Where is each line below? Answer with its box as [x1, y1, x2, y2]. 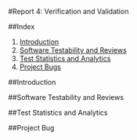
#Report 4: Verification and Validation [8, 7, 129, 16]
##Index [8, 22, 35, 31]
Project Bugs [19, 62, 61, 72]
